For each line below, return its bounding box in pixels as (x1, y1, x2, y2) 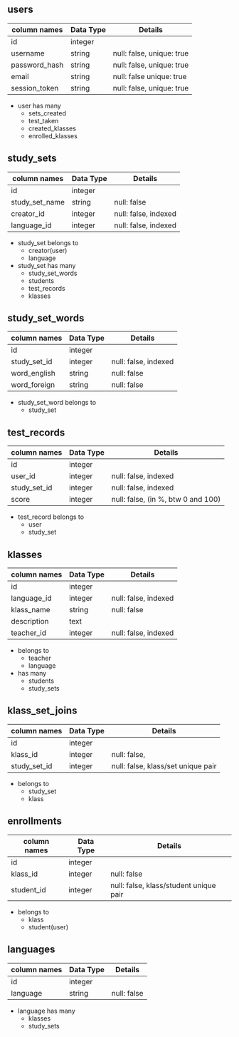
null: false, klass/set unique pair (111, 760, 217, 770)
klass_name (11, 605, 51, 615)
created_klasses (28, 124, 77, 133)
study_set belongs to (17, 238, 79, 247)
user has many (17, 101, 62, 110)
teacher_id (11, 628, 47, 638)
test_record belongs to (17, 512, 84, 521)
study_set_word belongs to (17, 398, 97, 407)
